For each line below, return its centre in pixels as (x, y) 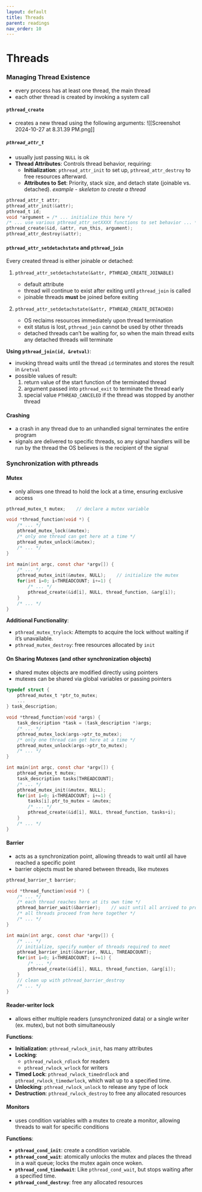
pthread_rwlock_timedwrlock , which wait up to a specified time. (93, 1080)
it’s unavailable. (34, 639)
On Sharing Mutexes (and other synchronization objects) (79, 659)
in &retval (27, 370)
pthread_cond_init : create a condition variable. (73, 1150)
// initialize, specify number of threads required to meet (94, 947)
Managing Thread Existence (48, 77)
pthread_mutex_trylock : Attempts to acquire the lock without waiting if (102, 632)
